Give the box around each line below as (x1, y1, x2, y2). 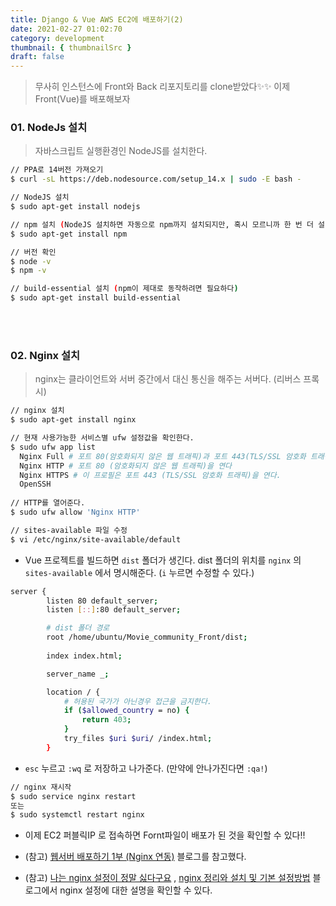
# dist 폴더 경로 (46, 623, 110, 633)
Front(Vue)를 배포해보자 (34, 93, 131, 105)
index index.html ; (46, 651, 123, 661)
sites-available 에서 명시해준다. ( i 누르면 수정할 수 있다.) (24, 566, 255, 578)
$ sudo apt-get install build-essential (10, 293, 182, 303)
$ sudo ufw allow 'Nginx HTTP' (10, 507, 141, 518)
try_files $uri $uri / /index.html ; (63, 734, 213, 744)
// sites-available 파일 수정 (10, 525, 128, 535)
